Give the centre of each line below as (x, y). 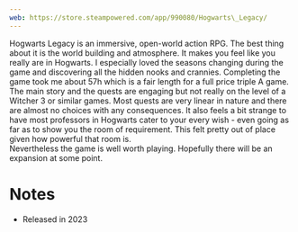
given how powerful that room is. (71, 138)
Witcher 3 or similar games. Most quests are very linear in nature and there (148, 101)
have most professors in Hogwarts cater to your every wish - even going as (149, 120)
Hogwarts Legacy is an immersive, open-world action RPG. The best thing (147, 43)
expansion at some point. (56, 157)
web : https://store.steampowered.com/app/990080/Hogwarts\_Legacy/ (139, 18)
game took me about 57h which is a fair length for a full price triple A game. (149, 81)
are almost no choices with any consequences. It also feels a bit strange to (148, 110)
